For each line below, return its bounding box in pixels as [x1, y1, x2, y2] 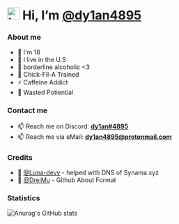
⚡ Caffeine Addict [17, 78, 68, 87]
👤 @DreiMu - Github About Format [17, 176, 116, 184]
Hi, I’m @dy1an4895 [22, 8, 141, 24]
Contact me [7, 105, 48, 115]
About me [7, 32, 42, 42]
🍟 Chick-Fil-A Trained [17, 70, 79, 79]
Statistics [7, 193, 40, 202]
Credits [7, 152, 33, 162]
